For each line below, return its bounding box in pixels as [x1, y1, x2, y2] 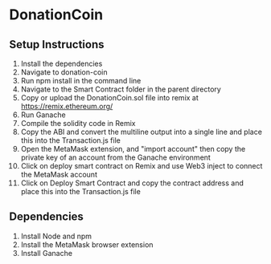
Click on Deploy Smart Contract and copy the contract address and [20, 178, 244, 188]
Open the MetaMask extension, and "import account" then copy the [20, 144, 246, 153]
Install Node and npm [20, 231, 92, 241]
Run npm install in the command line [20, 76, 142, 85]
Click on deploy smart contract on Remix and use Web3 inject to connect [20, 161, 263, 170]
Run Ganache [20, 110, 67, 120]
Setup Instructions [9, 38, 105, 51]
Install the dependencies [20, 59, 103, 68]
